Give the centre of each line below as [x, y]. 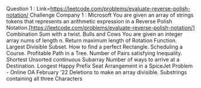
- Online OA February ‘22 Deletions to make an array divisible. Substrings [97, 72]
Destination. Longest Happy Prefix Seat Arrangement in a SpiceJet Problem [100, 66]
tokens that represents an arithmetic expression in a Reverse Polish [89, 21]
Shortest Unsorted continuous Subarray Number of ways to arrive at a [93, 60]
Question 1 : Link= [28, 9]
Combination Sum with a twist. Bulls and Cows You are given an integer [94, 34]
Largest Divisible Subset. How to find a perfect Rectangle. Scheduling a [94, 47]
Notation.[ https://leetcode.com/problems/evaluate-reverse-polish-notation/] [100, 28]
